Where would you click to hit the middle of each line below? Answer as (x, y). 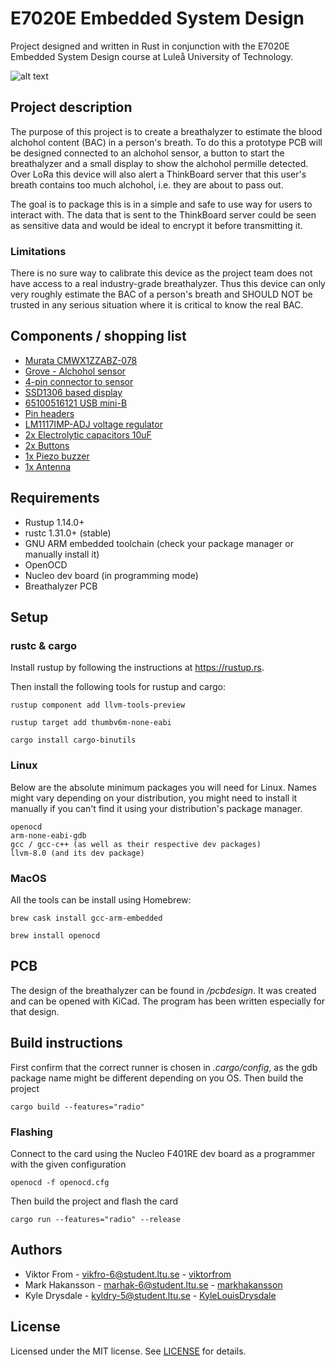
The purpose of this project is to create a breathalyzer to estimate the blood (166, 131)
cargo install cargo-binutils (73, 740)
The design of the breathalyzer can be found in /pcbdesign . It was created (163, 990)
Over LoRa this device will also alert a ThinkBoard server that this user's (158, 174)
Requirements (55, 498)
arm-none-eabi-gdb (48, 835)
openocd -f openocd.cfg (60, 1182)
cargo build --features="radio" (77, 1107)
